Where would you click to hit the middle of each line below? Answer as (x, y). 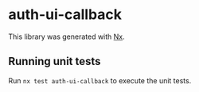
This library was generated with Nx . (66, 36)
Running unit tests (55, 61)
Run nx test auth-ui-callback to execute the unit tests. (100, 80)
